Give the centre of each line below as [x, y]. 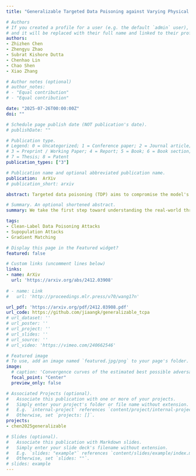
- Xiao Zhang [22, 71]
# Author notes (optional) [39, 82]
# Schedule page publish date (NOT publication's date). [77, 124]
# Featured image [27, 356]
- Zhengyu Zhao [24, 49]
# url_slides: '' [27, 334]
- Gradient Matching [31, 237]
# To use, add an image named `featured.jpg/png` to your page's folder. [98, 361]
